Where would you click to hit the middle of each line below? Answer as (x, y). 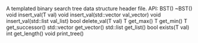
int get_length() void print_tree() (45, 34)
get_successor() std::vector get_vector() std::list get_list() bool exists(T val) (98, 27)
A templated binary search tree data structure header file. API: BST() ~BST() (99, 9)
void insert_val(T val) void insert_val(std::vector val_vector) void (84, 15)
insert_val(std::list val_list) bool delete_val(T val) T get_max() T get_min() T (97, 21)
